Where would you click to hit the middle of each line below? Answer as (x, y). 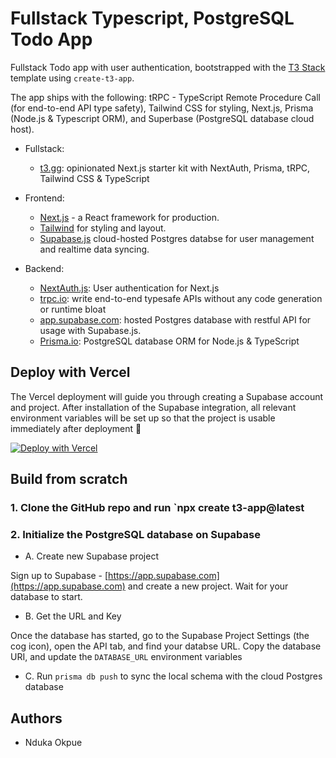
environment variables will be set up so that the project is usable (143, 418)
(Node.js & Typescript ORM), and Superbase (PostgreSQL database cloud (162, 118)
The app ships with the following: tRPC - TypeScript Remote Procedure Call (165, 97)
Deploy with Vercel (70, 372)
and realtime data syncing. (94, 249)
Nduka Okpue (53, 743)
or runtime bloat (73, 309)
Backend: (44, 268)
